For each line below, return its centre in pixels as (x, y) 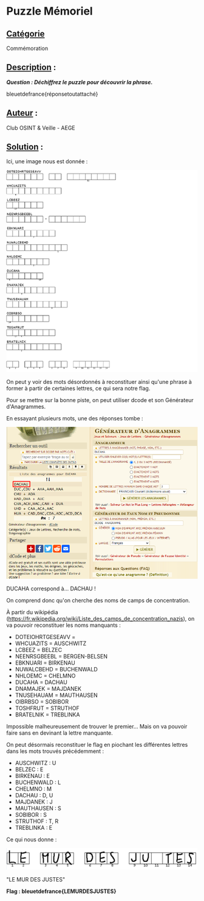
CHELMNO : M (33, 789)
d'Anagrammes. (26, 407)
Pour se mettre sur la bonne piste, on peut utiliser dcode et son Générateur (100, 400)
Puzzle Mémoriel (49, 11)
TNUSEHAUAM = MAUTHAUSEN (56, 695)
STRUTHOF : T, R (37, 821)
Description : (31, 67)
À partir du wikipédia (32, 612)
